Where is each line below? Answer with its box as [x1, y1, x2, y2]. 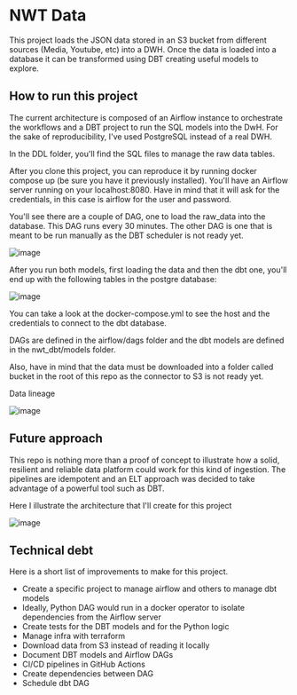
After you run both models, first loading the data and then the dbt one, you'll [9, 264, 287, 275]
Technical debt [9, 542, 94, 557]
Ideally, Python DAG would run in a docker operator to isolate [21, 603, 246, 613]
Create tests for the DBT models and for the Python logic [21, 621, 230, 632]
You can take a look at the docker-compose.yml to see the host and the [9, 308, 270, 319]
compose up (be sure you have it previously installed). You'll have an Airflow [9, 175, 288, 186]
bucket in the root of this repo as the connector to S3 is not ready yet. [9, 370, 264, 382]
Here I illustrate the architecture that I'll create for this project [9, 500, 232, 510]
